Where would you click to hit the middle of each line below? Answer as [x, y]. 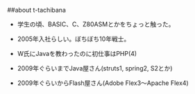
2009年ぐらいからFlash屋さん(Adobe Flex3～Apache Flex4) [103, 83]
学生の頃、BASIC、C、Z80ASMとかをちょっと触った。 [96, 24]
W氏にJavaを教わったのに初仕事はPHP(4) [77, 54]
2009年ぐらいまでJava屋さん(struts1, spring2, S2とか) [95, 68]
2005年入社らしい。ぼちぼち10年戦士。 [74, 39]
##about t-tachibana [36, 10]
